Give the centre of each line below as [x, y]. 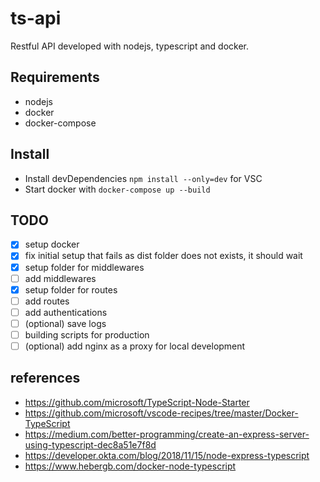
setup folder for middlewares [84, 267]
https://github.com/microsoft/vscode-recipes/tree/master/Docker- [161, 413]
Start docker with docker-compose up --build [117, 189]
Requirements [55, 77]
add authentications [66, 312]
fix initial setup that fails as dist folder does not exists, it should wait [163, 256]
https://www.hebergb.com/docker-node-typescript [130, 466]
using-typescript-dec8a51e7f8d [90, 444]
